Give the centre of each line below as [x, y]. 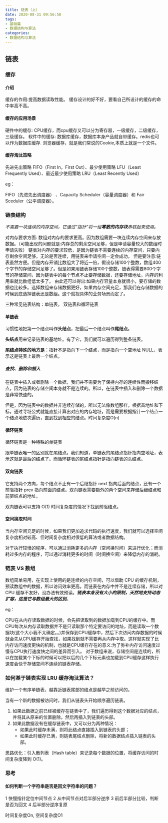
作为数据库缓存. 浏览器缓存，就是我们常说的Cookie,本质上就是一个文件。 [84, 142]
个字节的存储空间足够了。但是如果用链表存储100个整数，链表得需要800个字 [83, 269]
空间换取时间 [18, 519]
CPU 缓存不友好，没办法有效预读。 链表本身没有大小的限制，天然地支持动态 [83, 593]
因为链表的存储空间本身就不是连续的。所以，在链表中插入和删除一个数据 [88, 388]
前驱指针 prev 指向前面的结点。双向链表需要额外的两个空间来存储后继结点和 [83, 490]
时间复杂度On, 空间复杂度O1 [34, 815]
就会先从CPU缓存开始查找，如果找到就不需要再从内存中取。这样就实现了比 [82, 639]
